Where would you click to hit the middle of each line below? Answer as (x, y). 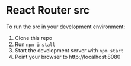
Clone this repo (33, 38)
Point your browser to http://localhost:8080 (68, 57)
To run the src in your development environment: (66, 27)
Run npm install (35, 44)
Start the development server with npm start (69, 50)
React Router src (48, 10)
